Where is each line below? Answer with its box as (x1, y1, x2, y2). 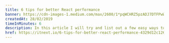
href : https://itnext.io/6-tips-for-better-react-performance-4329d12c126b (5, 30, 167, 35)
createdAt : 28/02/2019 (5, 16, 53, 21)
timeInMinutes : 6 (5, 21, 42, 26)
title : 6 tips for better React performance (5, 7, 100, 12)
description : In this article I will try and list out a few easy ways (5, 26, 158, 31)
